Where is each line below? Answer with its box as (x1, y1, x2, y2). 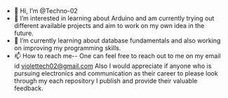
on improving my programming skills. (13, 44, 121, 52)
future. (13, 29, 34, 37)
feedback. (13, 84, 43, 92)
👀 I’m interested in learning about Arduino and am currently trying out (13, 14, 215, 22)
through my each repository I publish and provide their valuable (13, 77, 198, 85)
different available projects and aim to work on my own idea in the (13, 22, 205, 29)
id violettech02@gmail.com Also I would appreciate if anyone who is (13, 62, 212, 70)
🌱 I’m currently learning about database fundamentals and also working (13, 36, 221, 45)
